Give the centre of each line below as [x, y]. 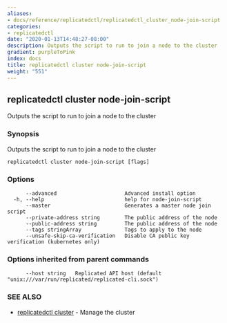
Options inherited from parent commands [78, 259]
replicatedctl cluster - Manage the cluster [76, 312]
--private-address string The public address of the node [121, 218]
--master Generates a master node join [118, 205]
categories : [24, 26]
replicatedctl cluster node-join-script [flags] [78, 162]
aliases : [20, 13]
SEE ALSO [24, 297]
